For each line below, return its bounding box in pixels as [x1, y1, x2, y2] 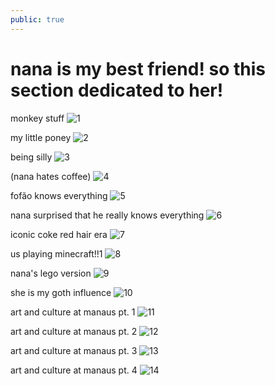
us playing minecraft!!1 [10, 247, 103, 260]
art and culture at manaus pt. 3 [10, 344, 138, 356]
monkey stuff [10, 112, 65, 124]
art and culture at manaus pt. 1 [10, 306, 136, 318]
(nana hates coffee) [10, 170, 92, 182]
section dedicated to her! [10, 79, 224, 101]
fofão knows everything [10, 189, 108, 201]
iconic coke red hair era [10, 228, 108, 240]
